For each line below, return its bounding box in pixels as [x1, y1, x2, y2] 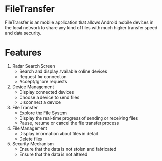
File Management [12, 125, 47, 131]
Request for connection [19, 73, 67, 79]
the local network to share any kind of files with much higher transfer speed [5, 24, 158, 30]
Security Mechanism [12, 141, 54, 147]
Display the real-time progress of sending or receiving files [19, 115, 138, 121]
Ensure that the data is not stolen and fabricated [19, 146, 117, 152]
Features [5, 47, 42, 58]
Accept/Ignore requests [19, 79, 67, 84]
